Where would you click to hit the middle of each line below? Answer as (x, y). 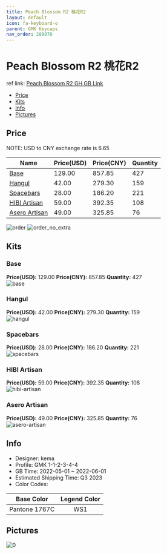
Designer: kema (34, 458)
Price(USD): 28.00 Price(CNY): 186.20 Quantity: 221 (73, 348)
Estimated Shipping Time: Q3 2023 (59, 477)
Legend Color (80, 499)
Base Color (32, 499)
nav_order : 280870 (29, 35)
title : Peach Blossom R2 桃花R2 (46, 12)
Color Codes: (31, 484)
